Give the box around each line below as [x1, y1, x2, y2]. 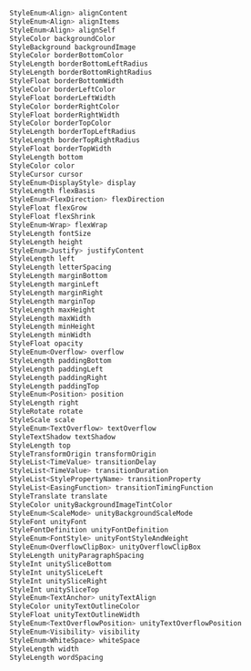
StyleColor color [9, 160, 75, 170]
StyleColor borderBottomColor [9, 51, 125, 60]
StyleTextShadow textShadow [9, 432, 116, 441]
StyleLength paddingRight [9, 373, 107, 382]
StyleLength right [9, 398, 79, 408]
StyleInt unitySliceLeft [9, 568, 104, 577]
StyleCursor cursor [9, 170, 84, 179]
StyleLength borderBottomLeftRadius [9, 59, 148, 68]
